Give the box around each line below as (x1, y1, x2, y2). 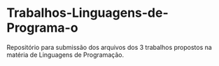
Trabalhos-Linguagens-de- (6, 5, 169, 21)
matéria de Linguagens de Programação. (6, 51, 124, 59)
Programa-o (6, 20, 78, 36)
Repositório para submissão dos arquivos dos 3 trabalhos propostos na (6, 43, 213, 51)
